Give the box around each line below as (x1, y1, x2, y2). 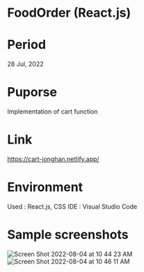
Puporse (7, 84, 58, 100)
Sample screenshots (7, 227, 129, 243)
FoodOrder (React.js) (7, 5, 131, 21)
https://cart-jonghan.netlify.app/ (7, 155, 99, 163)
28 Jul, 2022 (7, 60, 44, 68)
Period (7, 37, 47, 53)
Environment (7, 179, 83, 195)
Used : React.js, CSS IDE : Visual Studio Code (7, 202, 138, 211)
